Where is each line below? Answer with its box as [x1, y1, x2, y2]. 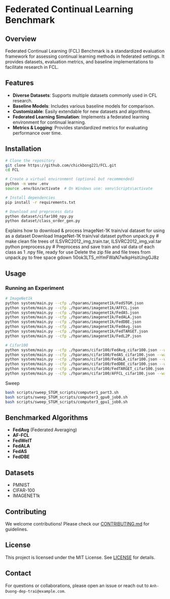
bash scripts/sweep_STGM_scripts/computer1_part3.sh [5, 390, 119, 395]
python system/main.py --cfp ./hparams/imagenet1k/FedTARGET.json [5, 329, 148, 334]
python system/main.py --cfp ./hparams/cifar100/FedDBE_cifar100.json [5, 361, 157, 367]
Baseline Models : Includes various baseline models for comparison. [12, 103, 155, 109]
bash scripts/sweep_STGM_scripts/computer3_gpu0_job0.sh [5, 394, 128, 400]
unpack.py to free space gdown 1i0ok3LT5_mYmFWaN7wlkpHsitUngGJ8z [5, 254, 159, 260]
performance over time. [12, 130, 62, 136]
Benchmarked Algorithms [5, 413, 89, 422]
